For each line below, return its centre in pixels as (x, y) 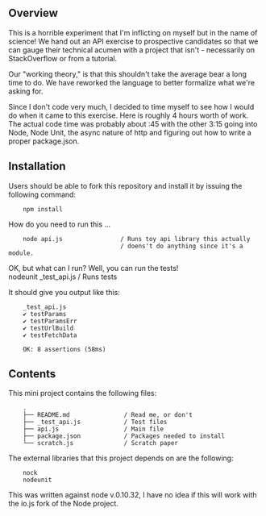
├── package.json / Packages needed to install (124, 436)
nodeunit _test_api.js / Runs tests (63, 277)
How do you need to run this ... (60, 224)
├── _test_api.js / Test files (95, 422)
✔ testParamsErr (50, 321)
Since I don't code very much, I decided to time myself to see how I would (131, 106)
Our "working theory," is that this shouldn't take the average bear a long (128, 74)
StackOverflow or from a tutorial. (63, 58)
